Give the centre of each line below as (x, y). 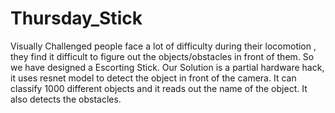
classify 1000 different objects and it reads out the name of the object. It (159, 88)
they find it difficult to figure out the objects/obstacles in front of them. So (162, 56)
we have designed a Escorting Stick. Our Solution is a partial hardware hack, (167, 67)
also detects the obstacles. (66, 99)
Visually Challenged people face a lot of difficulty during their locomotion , (163, 46)
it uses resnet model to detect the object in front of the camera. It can (153, 78)
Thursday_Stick (76, 18)
